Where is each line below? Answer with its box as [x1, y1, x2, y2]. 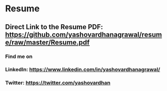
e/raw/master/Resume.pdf [5, 38, 90, 46]
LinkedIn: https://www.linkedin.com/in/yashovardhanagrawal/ [5, 66, 161, 73]
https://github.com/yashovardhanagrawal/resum [5, 30, 162, 39]
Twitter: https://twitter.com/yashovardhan [5, 80, 111, 87]
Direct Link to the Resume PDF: [5, 23, 103, 31]
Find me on [5, 53, 33, 60]
